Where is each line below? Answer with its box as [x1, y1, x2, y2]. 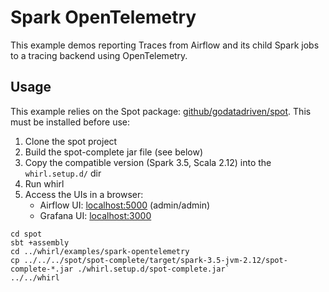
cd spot [10, 229, 43, 239]
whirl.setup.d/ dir [24, 167, 102, 179]
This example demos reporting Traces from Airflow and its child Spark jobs [10, 39, 320, 51]
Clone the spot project [24, 135, 118, 147]
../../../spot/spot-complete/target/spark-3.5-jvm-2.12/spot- [23, 255, 288, 265]
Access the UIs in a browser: [24, 188, 144, 200]
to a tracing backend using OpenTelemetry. [10, 49, 188, 61]
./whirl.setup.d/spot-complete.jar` [77, 264, 230, 274]
